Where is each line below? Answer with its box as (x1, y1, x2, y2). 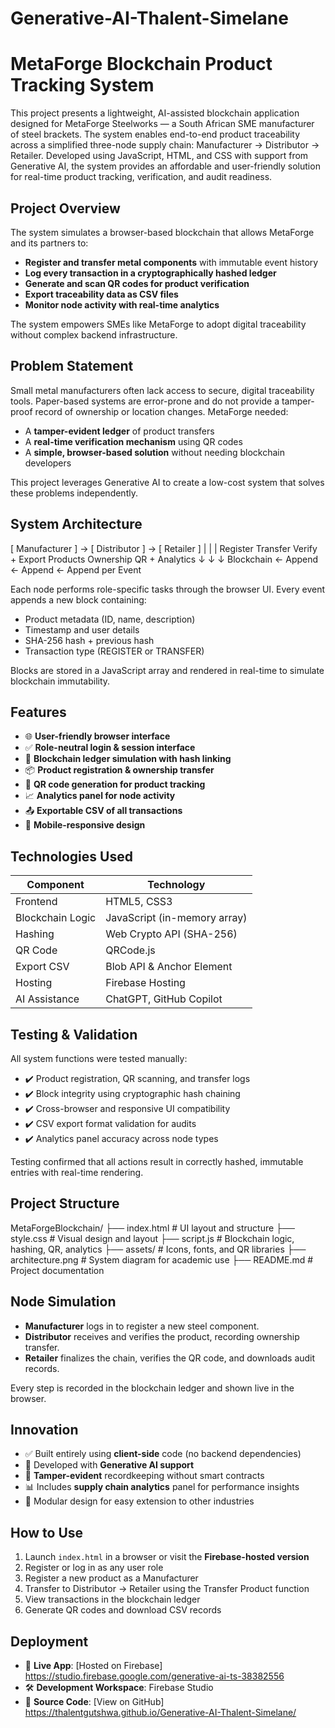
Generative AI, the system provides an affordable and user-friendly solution (10, 160, 321, 172)
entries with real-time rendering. (10, 1167, 144, 1178)
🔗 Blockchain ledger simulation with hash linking (24, 753, 232, 765)
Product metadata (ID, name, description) (24, 613, 196, 625)
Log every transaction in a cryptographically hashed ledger (24, 267, 277, 279)
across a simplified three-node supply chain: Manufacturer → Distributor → (10, 139, 320, 151)
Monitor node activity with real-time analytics (24, 298, 220, 311)
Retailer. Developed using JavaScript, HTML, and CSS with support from (10, 150, 309, 162)
